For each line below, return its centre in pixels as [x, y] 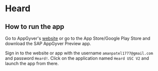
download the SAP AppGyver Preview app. [48, 44]
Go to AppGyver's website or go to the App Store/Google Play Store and [78, 38]
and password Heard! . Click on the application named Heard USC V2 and [77, 58]
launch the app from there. [32, 63]
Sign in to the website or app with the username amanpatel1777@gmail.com [79, 53]
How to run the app [35, 27]
